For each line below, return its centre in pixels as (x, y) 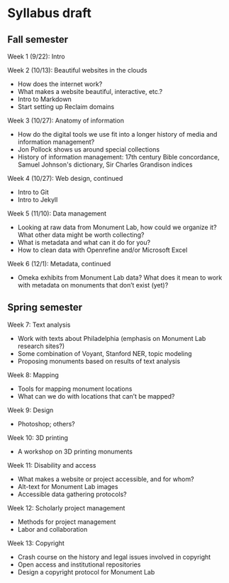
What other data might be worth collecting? (81, 235)
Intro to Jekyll (38, 200)
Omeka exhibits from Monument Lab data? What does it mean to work (120, 278)
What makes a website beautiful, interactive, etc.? (90, 91)
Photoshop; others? (46, 424)
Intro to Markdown (45, 99)
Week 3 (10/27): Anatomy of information (66, 120)
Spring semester (45, 308)
